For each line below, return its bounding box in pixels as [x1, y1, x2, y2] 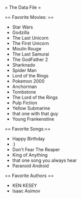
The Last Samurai [12, 51, 49, 57]
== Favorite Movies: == [5, 14, 54, 20]
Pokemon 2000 [12, 78, 45, 84]
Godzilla [12, 30, 30, 35]
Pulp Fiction [12, 100, 38, 106]
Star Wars [12, 24, 34, 30]
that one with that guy [12, 110, 59, 117]
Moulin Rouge [12, 46, 42, 51]
